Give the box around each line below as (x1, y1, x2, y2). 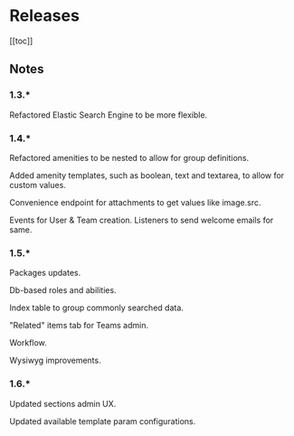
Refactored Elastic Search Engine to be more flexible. (9, 109, 208, 120)
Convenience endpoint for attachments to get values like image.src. (9, 196, 261, 208)
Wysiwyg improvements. (9, 355, 101, 366)
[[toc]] (9, 35, 33, 46)
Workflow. (9, 337, 47, 348)
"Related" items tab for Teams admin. (9, 320, 149, 331)
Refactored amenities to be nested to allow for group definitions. (9, 152, 250, 163)
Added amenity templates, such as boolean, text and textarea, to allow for (9, 169, 285, 181)
